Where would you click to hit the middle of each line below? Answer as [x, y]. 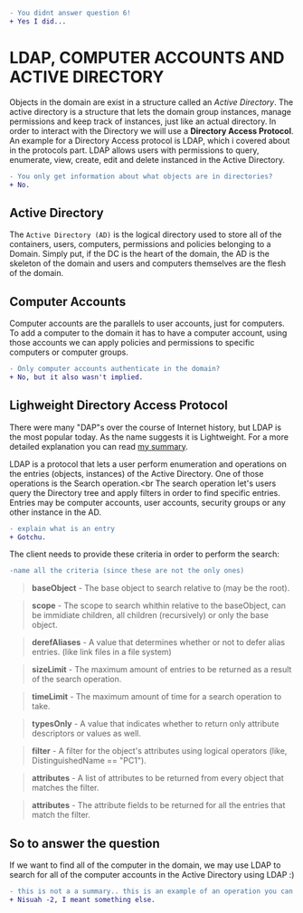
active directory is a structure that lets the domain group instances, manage [151, 111]
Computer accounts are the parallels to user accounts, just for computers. [147, 323]
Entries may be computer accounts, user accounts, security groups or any [148, 502]
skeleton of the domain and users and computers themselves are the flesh [148, 263]
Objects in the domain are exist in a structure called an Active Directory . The [151, 102]
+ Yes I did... [38, 21]
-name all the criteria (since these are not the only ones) [127, 571]
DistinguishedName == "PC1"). [89, 761]
